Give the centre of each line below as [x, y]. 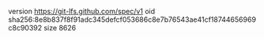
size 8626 [60, 28]
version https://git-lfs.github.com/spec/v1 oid [82, 11]
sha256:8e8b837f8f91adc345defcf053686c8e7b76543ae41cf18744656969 [132, 19]
